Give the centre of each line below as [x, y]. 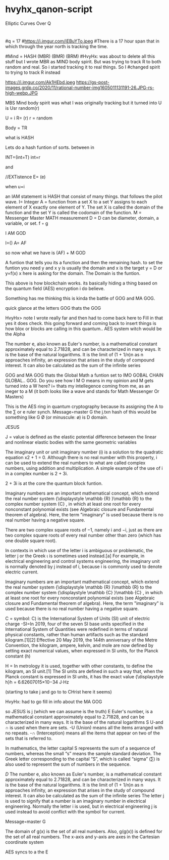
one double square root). [31, 541]
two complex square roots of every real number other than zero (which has [83, 536]
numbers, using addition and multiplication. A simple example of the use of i [84, 468]
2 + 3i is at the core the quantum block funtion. [54, 483]
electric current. [22, 572]
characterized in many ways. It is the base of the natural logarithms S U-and [84, 722]
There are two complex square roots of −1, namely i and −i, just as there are [84, 530]
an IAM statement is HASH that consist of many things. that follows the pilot [84, 196]
